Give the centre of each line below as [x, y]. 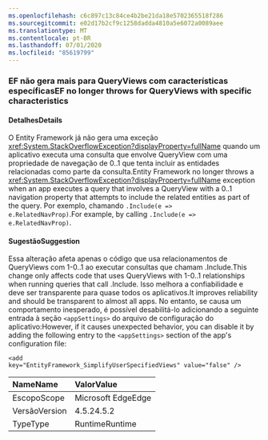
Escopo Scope [39, 398]
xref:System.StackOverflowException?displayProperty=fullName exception [132, 180]
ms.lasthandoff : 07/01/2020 [55, 46]
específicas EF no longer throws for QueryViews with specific [130, 90]
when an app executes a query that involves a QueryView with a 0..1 [120, 189]
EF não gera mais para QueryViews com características [118, 81]
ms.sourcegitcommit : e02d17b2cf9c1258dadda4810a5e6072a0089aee [116, 23]
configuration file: [37, 344]
